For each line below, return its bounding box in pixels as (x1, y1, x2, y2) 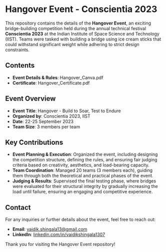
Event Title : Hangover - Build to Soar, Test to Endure (12, 108, 121, 114)
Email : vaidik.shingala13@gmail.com (12, 226, 87, 232)
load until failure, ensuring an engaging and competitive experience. (12, 189, 153, 195)
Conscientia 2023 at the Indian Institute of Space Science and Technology (5, 31, 160, 37)
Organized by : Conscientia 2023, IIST (12, 113, 91, 119)
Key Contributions (5, 138, 63, 146)
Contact (5, 203, 31, 211)
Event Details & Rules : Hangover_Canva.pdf (12, 74, 103, 81)
